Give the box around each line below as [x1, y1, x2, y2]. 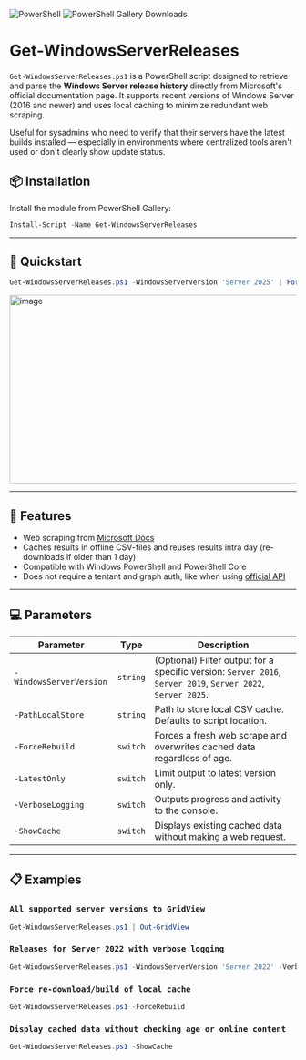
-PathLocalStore [14, 709, 85, 719]
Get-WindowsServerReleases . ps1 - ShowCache [9, 1043, 173, 1052]
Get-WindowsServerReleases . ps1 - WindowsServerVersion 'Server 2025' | [9, 278, 283, 287]
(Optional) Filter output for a [154, 654, 275, 667]
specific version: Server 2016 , [154, 665, 281, 678]
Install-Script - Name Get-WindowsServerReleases [9, 219, 198, 229]
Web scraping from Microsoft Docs [22, 533, 155, 544]
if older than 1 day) [66, 552, 137, 563]
